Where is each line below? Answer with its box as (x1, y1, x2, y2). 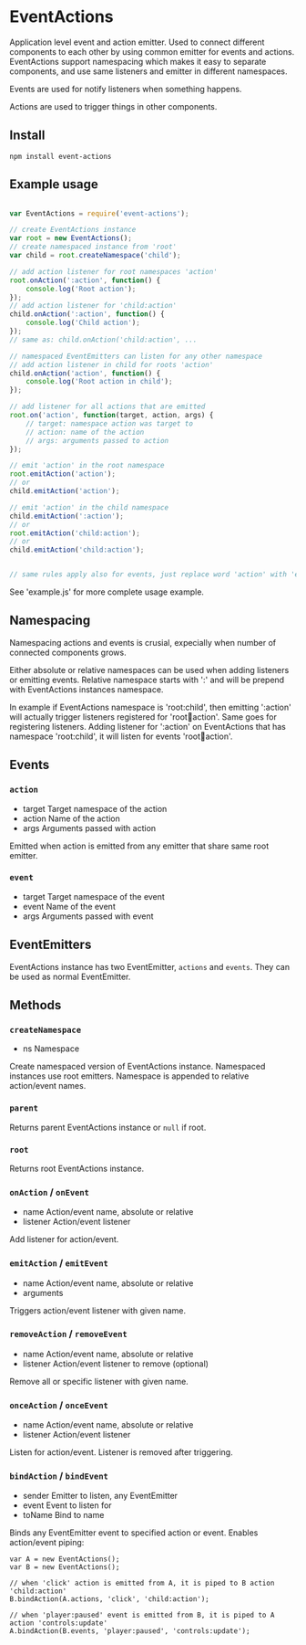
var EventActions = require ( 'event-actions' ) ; (9, 208, 189, 218)
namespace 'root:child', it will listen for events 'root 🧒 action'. (9, 731, 233, 742)
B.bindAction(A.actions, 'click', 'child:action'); (9, 1595, 209, 1604)
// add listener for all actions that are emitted (9, 402, 206, 412)
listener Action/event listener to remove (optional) (22, 1358, 209, 1369)
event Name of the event (22, 901, 116, 912)
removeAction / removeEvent (9, 1327, 127, 1340)
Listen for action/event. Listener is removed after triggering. (9, 1447, 234, 1458)
